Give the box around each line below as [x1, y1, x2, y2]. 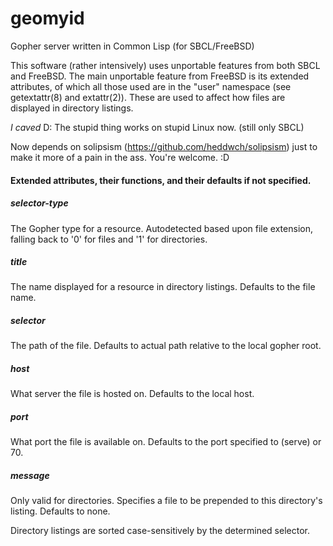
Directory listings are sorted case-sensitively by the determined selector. [10, 525, 310, 537]
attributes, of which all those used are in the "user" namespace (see [10, 80, 292, 92]
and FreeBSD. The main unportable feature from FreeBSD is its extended [10, 70, 310, 82]
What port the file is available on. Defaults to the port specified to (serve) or [10, 436, 322, 448]
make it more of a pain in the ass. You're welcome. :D [10, 151, 230, 163]
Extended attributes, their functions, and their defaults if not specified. [10, 174, 312, 186]
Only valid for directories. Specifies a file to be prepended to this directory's [10, 495, 323, 507]
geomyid [10, 7, 85, 30]
